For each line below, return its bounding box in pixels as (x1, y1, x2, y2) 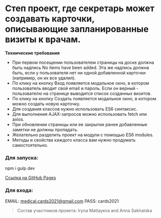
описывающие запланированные (5, 24, 149, 35)
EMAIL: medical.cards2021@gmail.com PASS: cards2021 (5, 198, 119, 204)
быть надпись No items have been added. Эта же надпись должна (12, 64, 149, 71)
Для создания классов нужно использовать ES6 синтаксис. (12, 106, 138, 112)
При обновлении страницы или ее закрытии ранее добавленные (12, 121, 147, 127)
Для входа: (5, 187, 33, 194)
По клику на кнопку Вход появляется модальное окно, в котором (12, 80, 150, 86)
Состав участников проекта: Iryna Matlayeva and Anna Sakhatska (17, 207, 152, 213)
